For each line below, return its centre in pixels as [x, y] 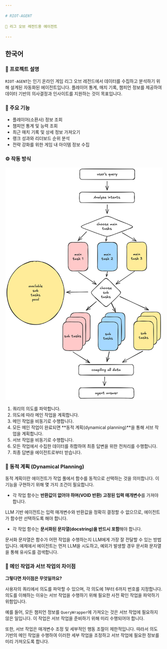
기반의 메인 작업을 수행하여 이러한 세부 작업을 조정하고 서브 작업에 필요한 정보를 [82, 635]
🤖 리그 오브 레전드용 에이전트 [31, 26]
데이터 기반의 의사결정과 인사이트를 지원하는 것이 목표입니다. [64, 93]
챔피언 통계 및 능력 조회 [35, 126]
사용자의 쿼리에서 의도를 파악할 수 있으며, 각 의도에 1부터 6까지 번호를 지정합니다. [84, 589]
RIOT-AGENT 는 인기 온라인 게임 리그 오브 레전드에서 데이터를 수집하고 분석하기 [80, 81]
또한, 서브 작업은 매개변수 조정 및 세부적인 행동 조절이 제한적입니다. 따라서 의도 [82, 629]
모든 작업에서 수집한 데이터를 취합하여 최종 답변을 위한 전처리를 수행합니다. [85, 446]
